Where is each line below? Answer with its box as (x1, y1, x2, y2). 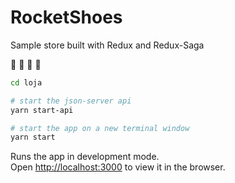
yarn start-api (10, 105, 74, 115)
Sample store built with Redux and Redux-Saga (10, 39, 205, 51)
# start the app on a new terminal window (10, 123, 190, 133)
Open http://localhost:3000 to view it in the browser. (10, 161, 226, 173)
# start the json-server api (10, 96, 132, 106)
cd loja (10, 77, 43, 88)
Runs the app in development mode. (10, 151, 160, 163)
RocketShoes (10, 6, 123, 29)
